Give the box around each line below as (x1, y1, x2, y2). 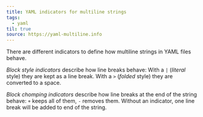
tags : (6, 15, 20, 21)
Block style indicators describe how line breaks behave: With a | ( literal (6, 66, 186, 73)
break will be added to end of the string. (6, 104, 107, 111)
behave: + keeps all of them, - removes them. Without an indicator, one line (6, 98, 195, 105)
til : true (6, 25, 32, 32)
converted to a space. (6, 79, 62, 87)
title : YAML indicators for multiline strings (6, 8, 127, 15)
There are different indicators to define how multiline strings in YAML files (6, 48, 191, 55)
